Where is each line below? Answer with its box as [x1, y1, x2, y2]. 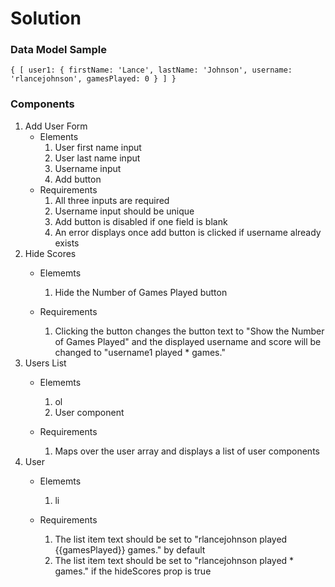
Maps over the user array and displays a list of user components [54, 445, 320, 457]
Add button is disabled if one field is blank [54, 215, 228, 227]
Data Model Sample [10, 43, 108, 57]
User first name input [54, 141, 142, 153]
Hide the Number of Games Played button [54, 286, 228, 298]
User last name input [54, 152, 141, 164]
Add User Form [24, 120, 88, 132]
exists [54, 237, 80, 249]
